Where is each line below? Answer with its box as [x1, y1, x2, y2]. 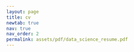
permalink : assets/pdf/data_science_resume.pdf [6, 36, 129, 42]
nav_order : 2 [6, 31, 39, 37]
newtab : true [6, 20, 39, 26]
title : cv [6, 14, 31, 20]
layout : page [6, 8, 39, 15]
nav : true [6, 25, 31, 32]
